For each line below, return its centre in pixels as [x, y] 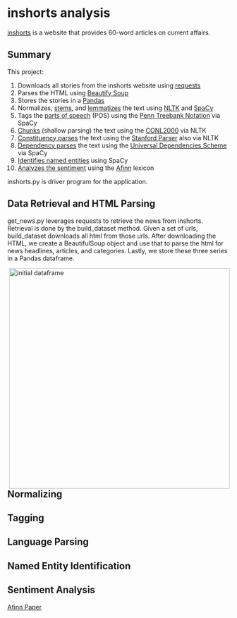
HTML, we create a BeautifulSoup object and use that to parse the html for [116, 243]
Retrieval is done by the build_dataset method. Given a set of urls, [103, 228]
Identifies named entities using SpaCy [73, 160]
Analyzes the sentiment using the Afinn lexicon [86, 168]
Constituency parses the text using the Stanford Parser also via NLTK [118, 138]
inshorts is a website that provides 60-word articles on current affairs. [109, 32]
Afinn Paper [25, 607]
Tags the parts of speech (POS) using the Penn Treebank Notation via [119, 115]
